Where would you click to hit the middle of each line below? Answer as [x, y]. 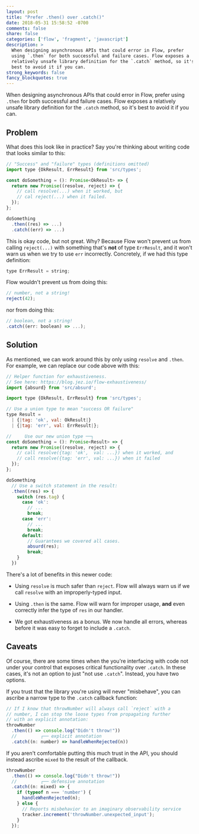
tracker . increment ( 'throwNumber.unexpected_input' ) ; [88, 814]
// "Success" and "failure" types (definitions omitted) [78, 164]
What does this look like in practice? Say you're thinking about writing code [98, 147]
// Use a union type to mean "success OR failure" [70, 409]
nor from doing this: [30, 310]
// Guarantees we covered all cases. [74, 541]
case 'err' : [36, 519]
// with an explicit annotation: [47, 720]
